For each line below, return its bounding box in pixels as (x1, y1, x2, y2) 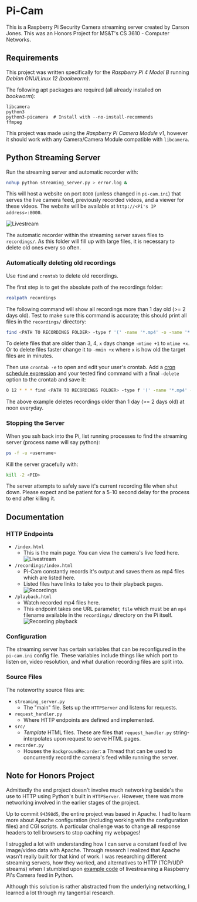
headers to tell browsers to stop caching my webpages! (6, 829, 141, 836)
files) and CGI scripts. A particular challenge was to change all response (6, 823, 181, 830)
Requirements (6, 53, 59, 63)
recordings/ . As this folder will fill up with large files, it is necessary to (6, 238, 175, 245)
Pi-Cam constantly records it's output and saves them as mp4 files (23, 568, 185, 575)
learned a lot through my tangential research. (6, 889, 116, 896)
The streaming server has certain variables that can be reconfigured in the (6, 646, 186, 653)
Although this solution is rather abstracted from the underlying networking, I (6, 883, 189, 890)
